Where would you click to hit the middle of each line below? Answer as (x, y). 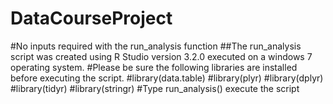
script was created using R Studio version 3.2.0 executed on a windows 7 (161, 56)
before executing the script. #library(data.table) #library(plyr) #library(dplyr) (167, 78)
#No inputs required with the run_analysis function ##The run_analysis (156, 46)
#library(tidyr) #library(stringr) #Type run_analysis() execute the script (155, 88)
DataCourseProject (91, 18)
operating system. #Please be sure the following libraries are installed (154, 67)
